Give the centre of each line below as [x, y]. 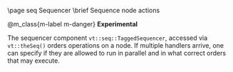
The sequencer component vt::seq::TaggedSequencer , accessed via [108, 38]
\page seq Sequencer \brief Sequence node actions [84, 10]
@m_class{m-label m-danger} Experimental [72, 24]
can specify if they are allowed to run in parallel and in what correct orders [117, 53]
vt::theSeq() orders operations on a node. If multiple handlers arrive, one [116, 45]
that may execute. [34, 61]
